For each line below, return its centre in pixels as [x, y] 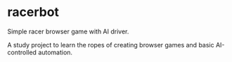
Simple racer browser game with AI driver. [68, 31]
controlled [22, 52]
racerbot [33, 12]
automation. [55, 52]
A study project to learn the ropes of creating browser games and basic [111, 45]
